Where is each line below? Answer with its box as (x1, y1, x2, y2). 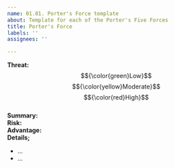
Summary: (7, 111, 38, 120)
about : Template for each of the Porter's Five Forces (7, 17, 169, 24)
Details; (7, 133, 30, 142)
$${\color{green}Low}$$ (80, 72, 152, 80)
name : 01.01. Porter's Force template (7, 10, 119, 17)
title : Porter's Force (7, 23, 73, 30)
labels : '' (7, 29, 39, 37)
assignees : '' (7, 36, 48, 43)
